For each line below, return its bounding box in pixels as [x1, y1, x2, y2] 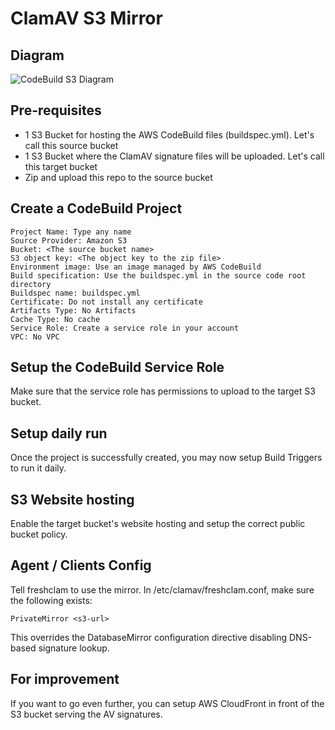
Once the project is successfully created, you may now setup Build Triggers [10, 452, 323, 464]
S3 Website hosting [10, 491, 135, 508]
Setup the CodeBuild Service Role [10, 359, 225, 376]
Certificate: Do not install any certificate [10, 297, 203, 307]
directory [10, 279, 52, 289]
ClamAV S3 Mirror [10, 7, 163, 30]
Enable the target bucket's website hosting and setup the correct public [10, 518, 306, 530]
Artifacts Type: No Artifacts [10, 305, 137, 316]
